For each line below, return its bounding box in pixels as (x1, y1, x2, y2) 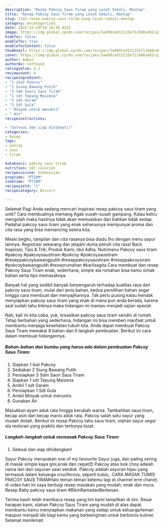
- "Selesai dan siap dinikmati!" (5, 125, 73, 130)
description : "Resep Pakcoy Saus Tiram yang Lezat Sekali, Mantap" (5, 7, 145, 12)
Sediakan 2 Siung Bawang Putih (12, 367, 77, 373)
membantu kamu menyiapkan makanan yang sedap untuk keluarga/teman (5, 506, 154, 513)
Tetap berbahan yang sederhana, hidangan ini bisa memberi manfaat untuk (5, 317, 156, 323)
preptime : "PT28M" (5, 174, 42, 180)
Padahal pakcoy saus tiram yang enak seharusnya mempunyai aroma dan (5, 221, 153, 227)
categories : (5, 129, 29, 134)
